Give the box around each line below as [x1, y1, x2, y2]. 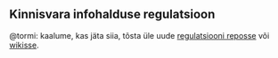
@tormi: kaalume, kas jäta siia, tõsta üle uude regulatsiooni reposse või [9, 30, 270, 40]
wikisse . [9, 40, 39, 50]
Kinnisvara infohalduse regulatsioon [9, 7, 216, 22]
